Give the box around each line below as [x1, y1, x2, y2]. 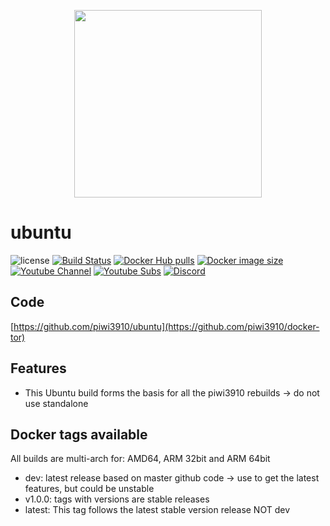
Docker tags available [10, 426, 148, 443]
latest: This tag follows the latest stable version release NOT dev [24, 504, 291, 516]
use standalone [24, 397, 89, 409]
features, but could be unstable [24, 483, 155, 495]
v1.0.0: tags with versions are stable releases [24, 493, 210, 505]
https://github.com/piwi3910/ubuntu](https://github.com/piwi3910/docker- [13, 320, 320, 332]
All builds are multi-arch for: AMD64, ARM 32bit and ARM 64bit [10, 453, 271, 465]
